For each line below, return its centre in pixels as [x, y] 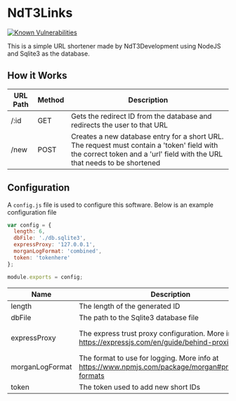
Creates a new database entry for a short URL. [147, 136]
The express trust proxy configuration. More [151, 333]
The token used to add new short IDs [139, 387]
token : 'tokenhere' [42, 257]
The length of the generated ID [129, 306]
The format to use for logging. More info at [149, 358]
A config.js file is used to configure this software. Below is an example [111, 205]
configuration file [32, 212]
